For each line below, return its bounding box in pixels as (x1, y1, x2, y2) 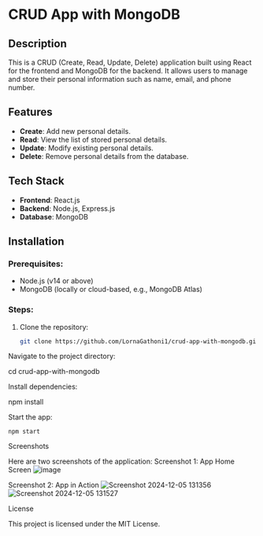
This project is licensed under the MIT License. (8, 519, 161, 529)
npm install (8, 397, 44, 407)
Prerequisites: (8, 258, 64, 269)
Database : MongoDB (19, 212, 89, 221)
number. (8, 83, 35, 92)
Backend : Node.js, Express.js (19, 203, 116, 213)
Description (8, 37, 67, 50)
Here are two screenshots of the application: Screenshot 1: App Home (8, 457, 235, 466)
